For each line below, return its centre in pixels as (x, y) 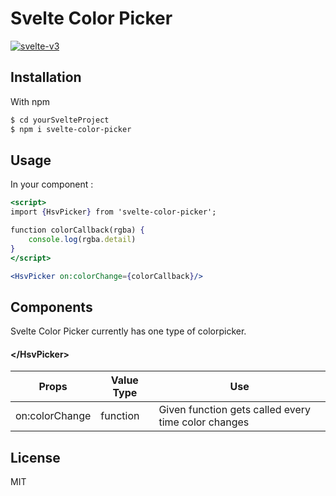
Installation (46, 77)
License (35, 457)
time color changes (204, 422)
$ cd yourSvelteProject (60, 120)
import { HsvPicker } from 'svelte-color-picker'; (113, 212)
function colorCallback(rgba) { (77, 230)
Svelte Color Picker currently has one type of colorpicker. (128, 331)
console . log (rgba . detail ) (82, 239)
